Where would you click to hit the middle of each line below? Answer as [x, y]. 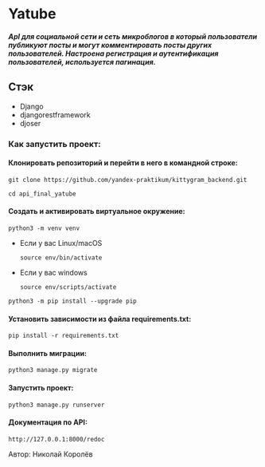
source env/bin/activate [61, 257]
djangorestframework [55, 115]
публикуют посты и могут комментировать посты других [110, 45]
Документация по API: [48, 422]
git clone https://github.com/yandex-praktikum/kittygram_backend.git [128, 180]
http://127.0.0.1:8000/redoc [57, 439]
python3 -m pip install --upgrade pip [72, 301]
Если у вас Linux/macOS [61, 243]
